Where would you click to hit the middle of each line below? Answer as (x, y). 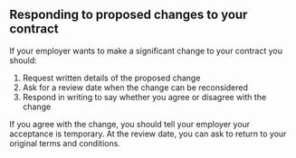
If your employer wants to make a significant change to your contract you (146, 51)
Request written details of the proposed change (111, 78)
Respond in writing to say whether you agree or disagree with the (144, 97)
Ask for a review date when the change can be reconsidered (135, 87)
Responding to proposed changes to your (129, 15)
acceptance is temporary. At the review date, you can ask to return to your (148, 134)
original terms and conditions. (65, 143)
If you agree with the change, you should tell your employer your (130, 124)
